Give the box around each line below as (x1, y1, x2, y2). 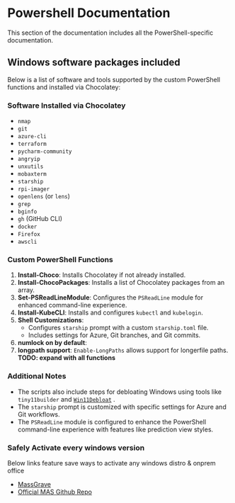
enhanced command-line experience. (17, 301, 127, 310)
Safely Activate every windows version (7, 443, 145, 453)
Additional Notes (7, 371, 67, 381)
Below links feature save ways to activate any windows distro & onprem (7, 458, 216, 467)
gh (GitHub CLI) (17, 215, 62, 223)
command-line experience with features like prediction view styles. (17, 425, 214, 434)
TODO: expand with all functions (17, 354, 115, 362)
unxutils (17, 163, 44, 171)
